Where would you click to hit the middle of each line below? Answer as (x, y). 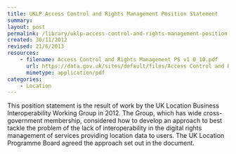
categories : (25, 79)
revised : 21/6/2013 (36, 46)
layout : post (26, 27)
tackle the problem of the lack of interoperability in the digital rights (105, 128)
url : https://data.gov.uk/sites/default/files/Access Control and (125, 66)
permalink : (23, 33)
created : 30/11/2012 (38, 40)
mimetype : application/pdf (65, 72)
